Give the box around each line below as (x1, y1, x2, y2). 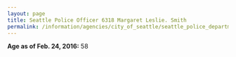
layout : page (7, 10, 46, 17)
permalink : (7, 23, 39, 30)
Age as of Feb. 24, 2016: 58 (7, 42, 89, 51)
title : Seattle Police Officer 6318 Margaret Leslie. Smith (7, 17, 188, 24)
